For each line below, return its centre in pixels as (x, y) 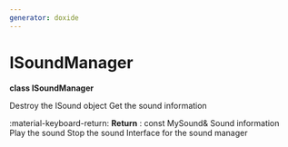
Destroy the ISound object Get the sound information (108, 105)
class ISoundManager (51, 88)
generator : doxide (44, 18)
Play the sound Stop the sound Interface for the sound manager (129, 132)
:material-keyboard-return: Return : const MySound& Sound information (144, 122)
